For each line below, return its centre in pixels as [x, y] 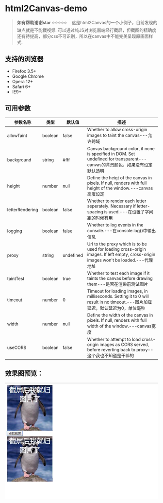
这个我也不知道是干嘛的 [111, 355]
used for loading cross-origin [117, 249]
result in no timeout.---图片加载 [120, 302]
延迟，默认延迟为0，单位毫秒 [116, 308]
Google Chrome [28, 76]
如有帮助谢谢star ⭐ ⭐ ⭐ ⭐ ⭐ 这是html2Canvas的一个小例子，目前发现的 [87, 22]
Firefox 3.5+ [24, 71]
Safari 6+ [21, 87]
